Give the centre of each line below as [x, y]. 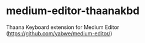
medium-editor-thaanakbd [73, 11]
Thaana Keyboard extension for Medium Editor [63, 27]
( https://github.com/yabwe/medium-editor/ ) [59, 33]
